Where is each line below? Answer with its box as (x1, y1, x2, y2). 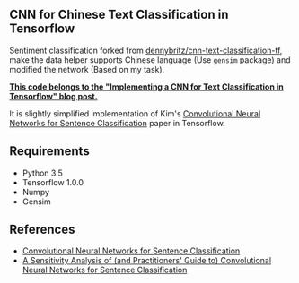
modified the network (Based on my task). (9, 64, 165, 74)
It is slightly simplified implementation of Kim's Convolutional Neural (9, 107, 261, 119)
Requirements (9, 143, 90, 159)
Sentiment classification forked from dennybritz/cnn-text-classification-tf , (9, 45, 283, 56)
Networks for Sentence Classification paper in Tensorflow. (9, 117, 226, 128)
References (9, 222, 75, 237)
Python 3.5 (22, 167, 63, 178)
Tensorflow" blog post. (9, 90, 98, 101)
